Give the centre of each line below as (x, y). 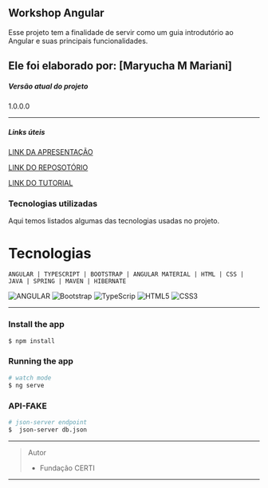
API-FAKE (28, 406)
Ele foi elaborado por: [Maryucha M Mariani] (120, 66)
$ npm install (32, 341)
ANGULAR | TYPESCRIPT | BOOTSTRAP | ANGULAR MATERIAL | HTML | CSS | (126, 274)
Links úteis (27, 132)
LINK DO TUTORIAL (41, 183)
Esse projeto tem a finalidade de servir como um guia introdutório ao (121, 32)
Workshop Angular (57, 13)
